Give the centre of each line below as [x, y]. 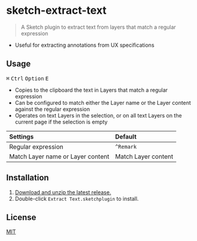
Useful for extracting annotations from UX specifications [84, 45]
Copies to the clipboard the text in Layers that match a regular [91, 90]
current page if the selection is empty [61, 122]
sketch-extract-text [56, 10]
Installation [28, 178]
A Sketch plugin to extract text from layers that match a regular [99, 27]
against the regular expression [52, 109]
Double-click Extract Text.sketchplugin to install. [77, 198]
